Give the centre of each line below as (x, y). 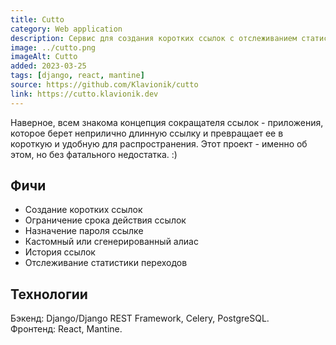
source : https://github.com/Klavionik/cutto (104, 85)
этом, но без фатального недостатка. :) (94, 154)
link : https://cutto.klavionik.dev (84, 94)
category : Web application (66, 29)
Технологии (49, 294)
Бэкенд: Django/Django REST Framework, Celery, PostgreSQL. (140, 318)
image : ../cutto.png (53, 47)
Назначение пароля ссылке (84, 231)
